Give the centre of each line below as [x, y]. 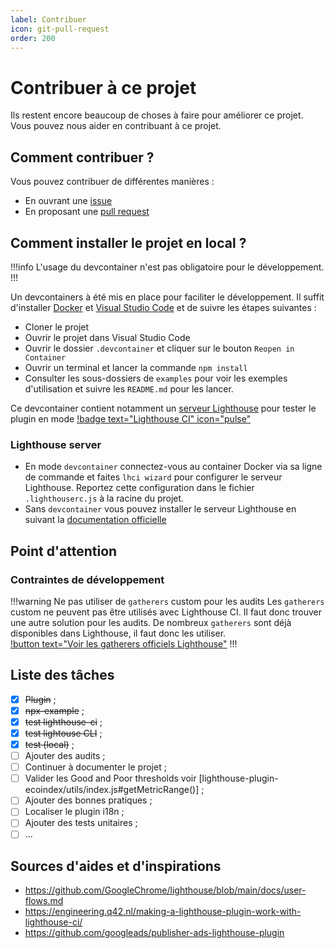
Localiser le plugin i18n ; [74, 812]
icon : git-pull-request [60, 29]
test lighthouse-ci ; [63, 722]
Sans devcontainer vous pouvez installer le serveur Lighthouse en [160, 509]
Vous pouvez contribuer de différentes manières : [112, 182]
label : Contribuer [48, 19]
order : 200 [33, 38]
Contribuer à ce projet [103, 87]
